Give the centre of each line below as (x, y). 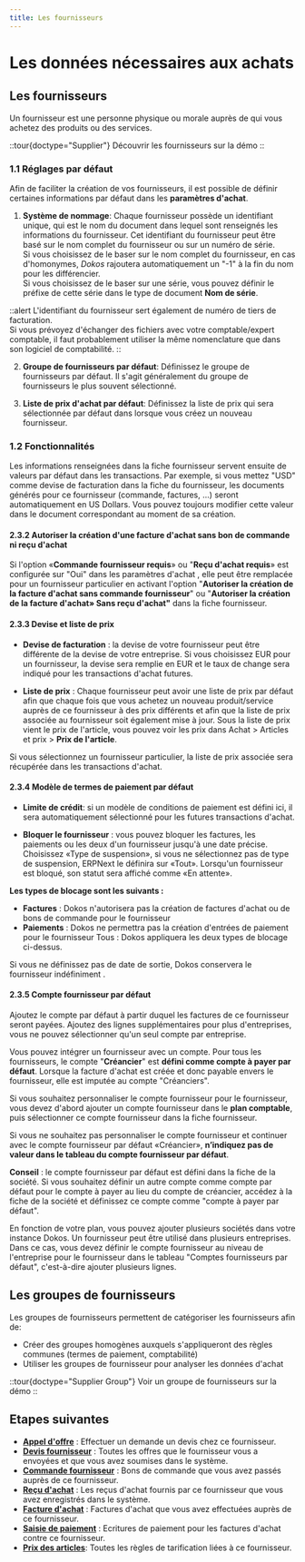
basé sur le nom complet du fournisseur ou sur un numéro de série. (148, 244)
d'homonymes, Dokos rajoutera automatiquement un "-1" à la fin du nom (158, 263)
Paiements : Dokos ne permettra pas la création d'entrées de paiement (155, 928)
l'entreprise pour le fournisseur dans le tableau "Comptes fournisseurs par (148, 1257)
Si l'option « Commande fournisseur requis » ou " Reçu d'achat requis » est (149, 565)
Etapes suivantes (59, 1420)
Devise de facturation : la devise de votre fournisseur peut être (141, 644)
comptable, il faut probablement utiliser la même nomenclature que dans (145, 339)
